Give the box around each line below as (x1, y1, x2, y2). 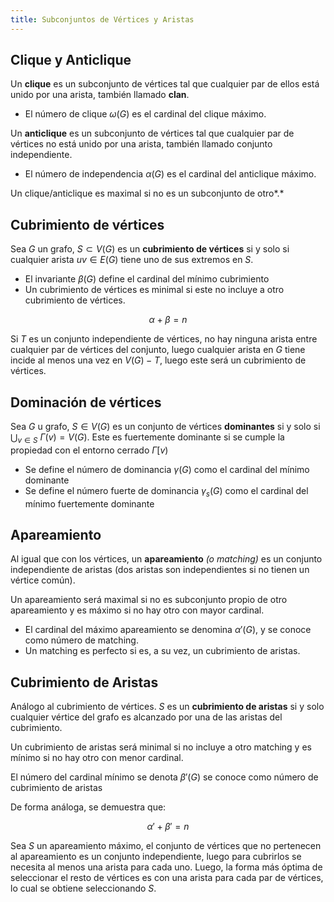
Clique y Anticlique (10, 52, 132, 69)
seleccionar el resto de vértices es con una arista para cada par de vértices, (10, 872, 324, 884)
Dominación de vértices (10, 394, 162, 411)
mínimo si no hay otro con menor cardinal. (10, 752, 184, 764)
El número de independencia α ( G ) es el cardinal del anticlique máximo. (24, 168, 317, 180)
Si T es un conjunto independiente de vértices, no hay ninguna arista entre (10, 333, 318, 345)
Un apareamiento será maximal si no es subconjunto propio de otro (10, 594, 288, 606)
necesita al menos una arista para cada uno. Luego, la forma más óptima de (10, 861, 323, 873)
